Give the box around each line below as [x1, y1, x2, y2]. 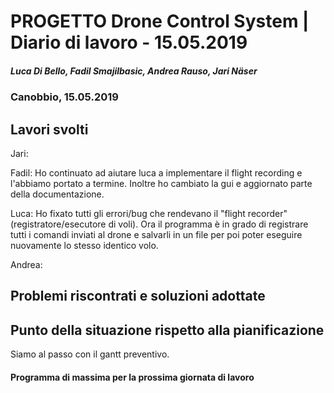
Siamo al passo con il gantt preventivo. [10, 348, 170, 360]
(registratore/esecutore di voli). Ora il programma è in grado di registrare [10, 218, 309, 230]
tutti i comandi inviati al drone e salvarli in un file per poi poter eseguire [10, 228, 303, 240]
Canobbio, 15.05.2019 [10, 90, 119, 104]
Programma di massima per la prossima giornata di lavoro [10, 371, 255, 383]
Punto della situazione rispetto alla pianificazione [10, 321, 325, 339]
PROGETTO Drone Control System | [10, 10, 310, 33]
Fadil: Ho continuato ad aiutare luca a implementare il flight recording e [10, 166, 303, 179]
